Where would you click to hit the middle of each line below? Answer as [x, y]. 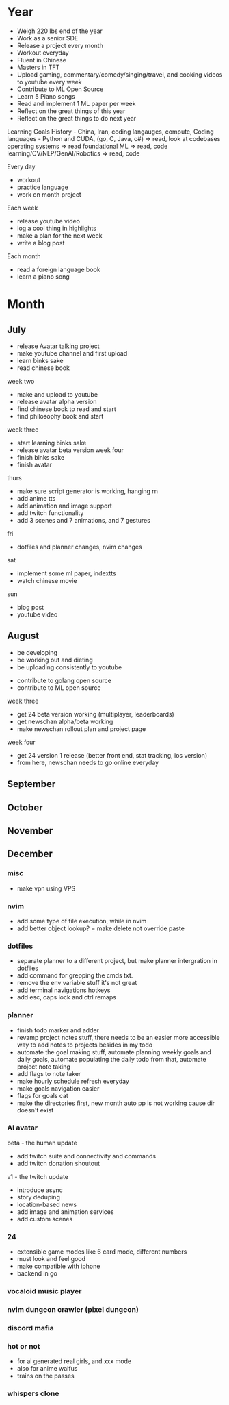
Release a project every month [60, 45]
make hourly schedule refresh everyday [73, 1081]
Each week [23, 208]
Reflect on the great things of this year [71, 111]
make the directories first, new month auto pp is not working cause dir [116, 1103]
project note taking [43, 1067]
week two [21, 381]
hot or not [24, 1346]
